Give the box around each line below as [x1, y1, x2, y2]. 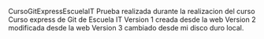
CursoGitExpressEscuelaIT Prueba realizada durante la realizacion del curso [8, 7, 255, 16]
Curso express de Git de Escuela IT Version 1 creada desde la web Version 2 [8, 15, 256, 24]
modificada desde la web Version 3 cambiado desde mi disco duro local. [8, 23, 244, 32]
